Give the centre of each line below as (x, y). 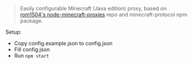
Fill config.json (32, 49)
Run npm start (32, 56)
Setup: (14, 32)
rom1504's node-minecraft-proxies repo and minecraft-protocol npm (104, 15)
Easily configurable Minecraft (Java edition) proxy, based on (93, 8)
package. (31, 21)
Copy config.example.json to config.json (63, 43)
